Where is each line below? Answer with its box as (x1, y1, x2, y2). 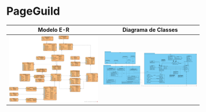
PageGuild (6, 4, 60, 18)
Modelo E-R (37, 26, 69, 34)
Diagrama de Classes (122, 26, 178, 34)
